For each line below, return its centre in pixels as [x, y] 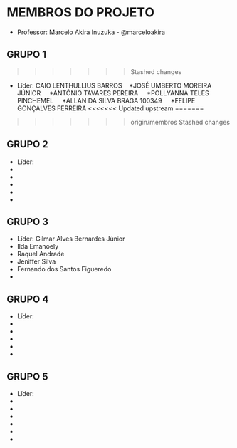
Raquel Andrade [41, 254]
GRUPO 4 [28, 299]
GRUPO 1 [27, 54]
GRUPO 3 [28, 222]
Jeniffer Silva [36, 261]
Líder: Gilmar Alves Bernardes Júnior [71, 239]
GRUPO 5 [27, 376]
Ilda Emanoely [38, 246]
